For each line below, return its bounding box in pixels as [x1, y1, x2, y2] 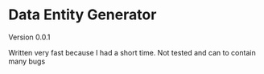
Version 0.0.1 [8, 32, 51, 42]
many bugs [8, 56, 46, 66]
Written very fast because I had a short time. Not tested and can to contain [8, 47, 256, 57]
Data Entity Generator [8, 6, 157, 24]
